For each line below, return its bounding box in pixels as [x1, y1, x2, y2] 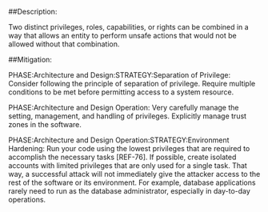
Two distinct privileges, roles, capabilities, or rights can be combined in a [8, 22, 250, 31]
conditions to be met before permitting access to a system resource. [8, 87, 234, 97]
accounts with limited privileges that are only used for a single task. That [8, 161, 248, 170]
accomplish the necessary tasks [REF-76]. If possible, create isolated [8, 152, 237, 162]
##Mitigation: [8, 55, 52, 64]
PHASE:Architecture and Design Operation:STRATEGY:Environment [8, 135, 230, 145]
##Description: [8, 7, 58, 16]
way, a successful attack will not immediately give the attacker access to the [8, 170, 261, 178]
